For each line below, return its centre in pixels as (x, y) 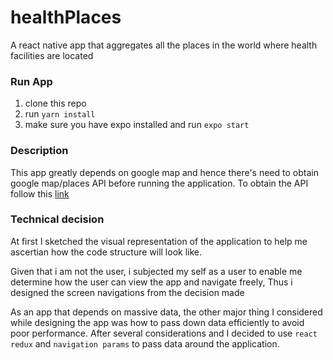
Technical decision (57, 219)
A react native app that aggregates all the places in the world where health (164, 45)
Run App (31, 81)
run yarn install (60, 114)
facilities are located (52, 55)
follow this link (40, 193)
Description (39, 151)
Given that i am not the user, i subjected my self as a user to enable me (156, 271)
